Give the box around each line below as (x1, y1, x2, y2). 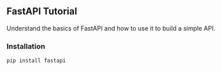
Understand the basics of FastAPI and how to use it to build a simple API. (6, 24, 216, 32)
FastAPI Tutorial (6, 6, 77, 17)
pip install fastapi (6, 57, 67, 65)
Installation (6, 41, 46, 51)
